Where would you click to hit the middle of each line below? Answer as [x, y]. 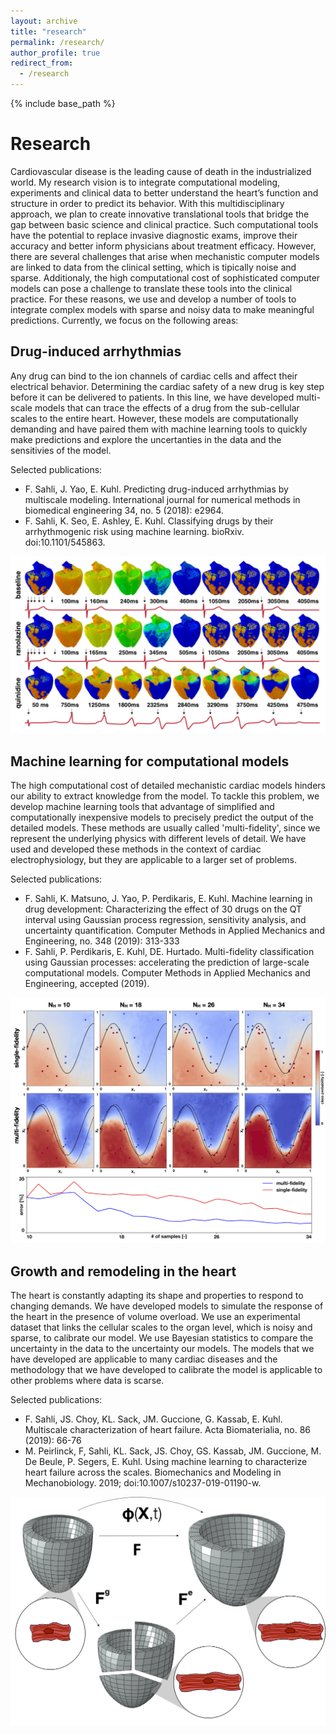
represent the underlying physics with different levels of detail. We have [158, 839]
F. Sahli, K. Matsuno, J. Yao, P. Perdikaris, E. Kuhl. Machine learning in [168, 899]
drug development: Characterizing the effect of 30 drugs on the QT [163, 909]
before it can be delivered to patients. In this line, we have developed [152, 397]
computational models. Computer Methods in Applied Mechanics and [167, 973]
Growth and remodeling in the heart [123, 1271]
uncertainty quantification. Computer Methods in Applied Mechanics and [174, 931]
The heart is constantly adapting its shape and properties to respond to [157, 1296]
